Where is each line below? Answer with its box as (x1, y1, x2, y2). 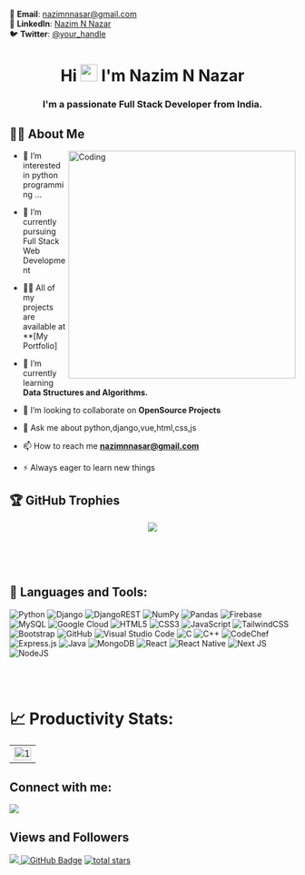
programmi (22, 178, 64, 190)
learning (22, 377, 54, 388)
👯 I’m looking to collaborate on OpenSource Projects (22, 404, 221, 415)
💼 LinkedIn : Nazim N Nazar (9, 18, 112, 29)
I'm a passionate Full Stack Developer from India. (42, 98, 263, 111)
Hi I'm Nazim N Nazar (60, 66, 245, 86)
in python (22, 169, 59, 180)
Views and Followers (9, 829, 130, 845)
